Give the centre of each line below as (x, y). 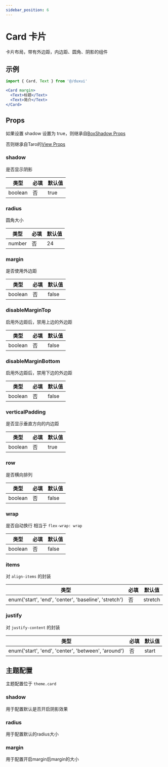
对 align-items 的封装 (28, 577)
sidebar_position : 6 (28, 10)
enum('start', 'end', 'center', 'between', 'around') (66, 651)
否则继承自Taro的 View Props (36, 144)
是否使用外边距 (21, 271)
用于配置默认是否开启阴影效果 (37, 709)
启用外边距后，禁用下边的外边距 (39, 373)
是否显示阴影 (19, 169)
